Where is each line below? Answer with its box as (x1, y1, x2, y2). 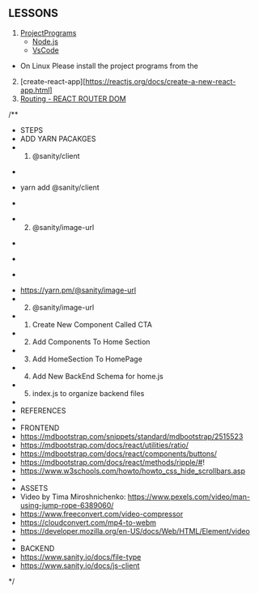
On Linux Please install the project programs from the (19, 61, 198, 70)
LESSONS (8, 6, 59, 20)
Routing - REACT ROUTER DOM (19, 93, 127, 104)
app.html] (19, 85, 53, 95)
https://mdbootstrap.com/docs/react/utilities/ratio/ (19, 440, 189, 450)
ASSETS (19, 483, 49, 493)
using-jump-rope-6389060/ (19, 500, 114, 510)
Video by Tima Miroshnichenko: (19, 492, 126, 501)
